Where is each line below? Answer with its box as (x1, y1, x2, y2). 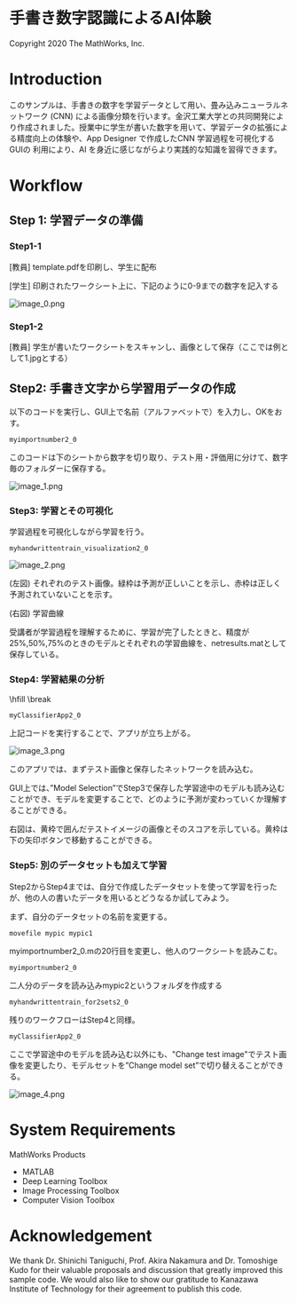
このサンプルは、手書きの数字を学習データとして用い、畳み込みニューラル (9, 99, 281, 110)
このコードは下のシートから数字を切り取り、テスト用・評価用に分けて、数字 (9, 452, 288, 462)
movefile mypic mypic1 (9, 928, 93, 937)
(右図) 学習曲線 (9, 608, 65, 619)
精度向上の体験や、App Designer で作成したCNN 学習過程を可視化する (16, 132, 275, 143)
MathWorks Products (9, 1149, 86, 1159)
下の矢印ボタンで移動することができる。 (9, 835, 157, 846)
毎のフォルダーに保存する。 (9, 462, 111, 473)
